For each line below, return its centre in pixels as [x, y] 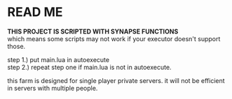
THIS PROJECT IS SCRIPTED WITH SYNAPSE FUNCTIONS [93, 31]
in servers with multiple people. [53, 88]
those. [16, 46]
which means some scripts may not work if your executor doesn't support [114, 38]
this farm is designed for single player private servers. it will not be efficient [116, 80]
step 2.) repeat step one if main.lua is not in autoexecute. [89, 67]
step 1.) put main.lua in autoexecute [59, 59]
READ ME [35, 12]
